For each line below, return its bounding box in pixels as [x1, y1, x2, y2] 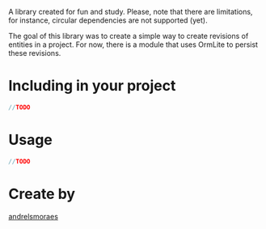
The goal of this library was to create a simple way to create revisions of [8, 32, 249, 40]
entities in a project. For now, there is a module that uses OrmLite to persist [8, 40, 259, 49]
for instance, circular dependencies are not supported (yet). [8, 15, 208, 25]
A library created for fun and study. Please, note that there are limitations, [8, 7, 253, 16]
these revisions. [8, 49, 61, 57]
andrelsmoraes [8, 211, 59, 221]
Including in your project [8, 77, 176, 95]
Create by [8, 184, 75, 203]
